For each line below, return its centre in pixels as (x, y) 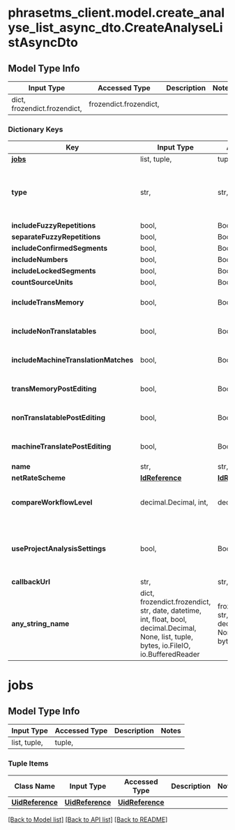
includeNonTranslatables (54, 331)
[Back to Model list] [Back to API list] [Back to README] (88, 820)
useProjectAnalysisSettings (59, 548)
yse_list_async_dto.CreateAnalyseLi (115, 28)
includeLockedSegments (54, 271)
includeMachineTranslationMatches (73, 360)
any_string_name (40, 624)
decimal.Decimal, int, (174, 502)
